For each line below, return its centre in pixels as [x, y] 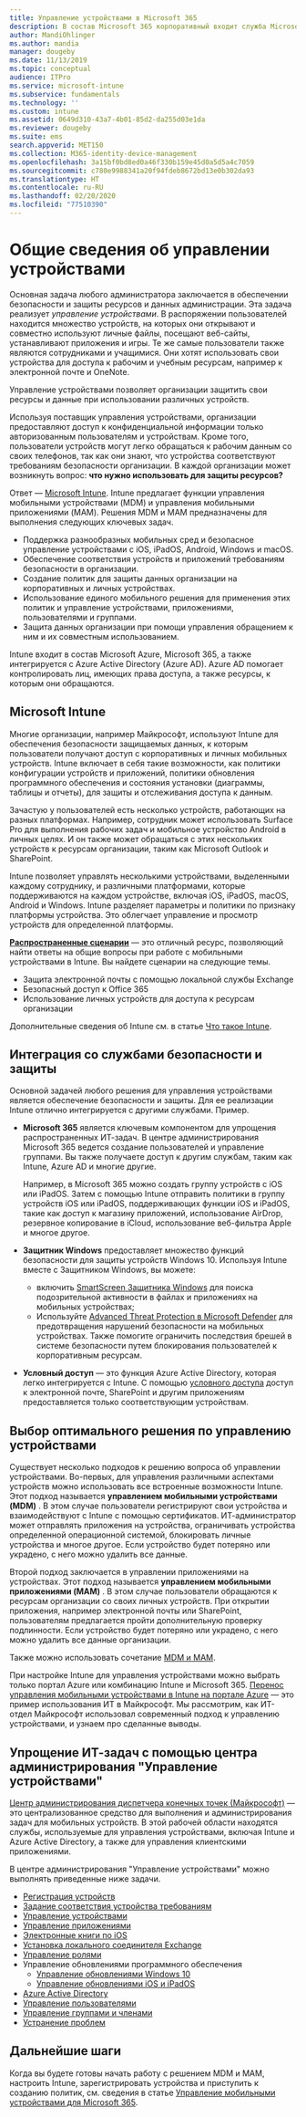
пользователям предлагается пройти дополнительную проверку [136, 1621]
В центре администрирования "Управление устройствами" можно [140, 1869]
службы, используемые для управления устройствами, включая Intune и [152, 1832]
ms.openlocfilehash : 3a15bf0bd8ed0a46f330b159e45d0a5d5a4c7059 [132, 162]
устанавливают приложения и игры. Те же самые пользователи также [147, 342]
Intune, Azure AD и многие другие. [89, 1167]
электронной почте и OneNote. [70, 371]
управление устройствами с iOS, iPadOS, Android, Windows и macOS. [158, 549]
